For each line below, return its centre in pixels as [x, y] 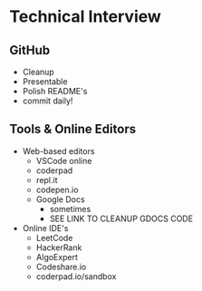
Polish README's [55, 91]
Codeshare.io [61, 267]
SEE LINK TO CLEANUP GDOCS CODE [121, 218]
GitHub [30, 50]
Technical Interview [85, 17]
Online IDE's [45, 228]
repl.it [47, 179]
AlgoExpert [57, 257]
